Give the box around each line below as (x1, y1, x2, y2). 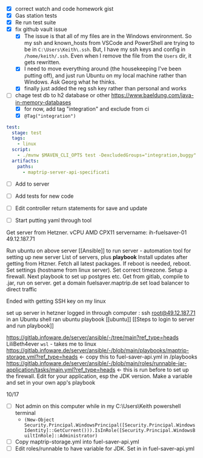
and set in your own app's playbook (6, 379, 96, 386)
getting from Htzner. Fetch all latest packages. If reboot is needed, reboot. (6, 260, 191, 267)
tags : (12, 135, 26, 141)
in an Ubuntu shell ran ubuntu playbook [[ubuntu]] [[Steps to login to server (6, 315, 195, 323)
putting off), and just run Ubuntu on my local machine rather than (24, 72, 187, 79)
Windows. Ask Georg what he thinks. (24, 78, 116, 86)
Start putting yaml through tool (15, 217, 92, 224)
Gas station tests (15, 12, 58, 19)
